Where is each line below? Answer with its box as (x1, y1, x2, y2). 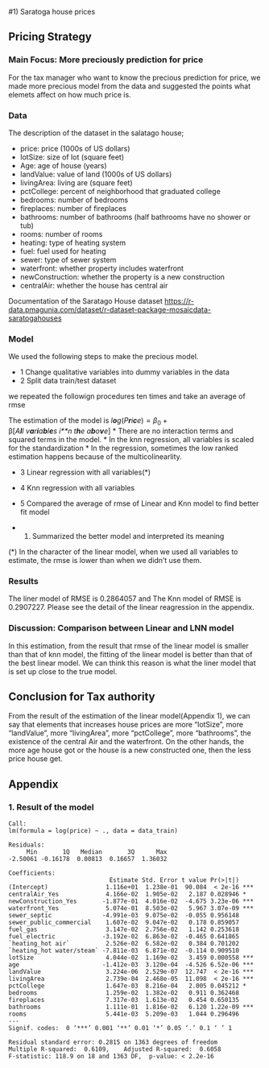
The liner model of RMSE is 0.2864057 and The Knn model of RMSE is (8, 594, 242, 603)
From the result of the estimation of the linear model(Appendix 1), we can (8, 711, 251, 721)
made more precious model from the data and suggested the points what (8, 81, 251, 91)
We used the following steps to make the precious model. (8, 352, 199, 362)
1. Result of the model (8, 801, 94, 813)
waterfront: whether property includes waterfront (19, 263, 184, 273)
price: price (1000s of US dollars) (19, 143, 130, 153)
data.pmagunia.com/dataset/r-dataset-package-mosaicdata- (8, 304, 212, 314)
